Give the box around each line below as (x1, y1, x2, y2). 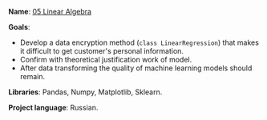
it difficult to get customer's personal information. (19, 46, 184, 55)
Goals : (8, 22, 30, 31)
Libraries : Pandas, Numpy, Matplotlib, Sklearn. (8, 87, 163, 97)
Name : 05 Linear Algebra (8, 7, 92, 16)
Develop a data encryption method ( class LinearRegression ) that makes (19, 38, 259, 47)
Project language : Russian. (8, 103, 99, 112)
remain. (19, 72, 46, 81)
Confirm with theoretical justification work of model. (19, 55, 192, 64)
